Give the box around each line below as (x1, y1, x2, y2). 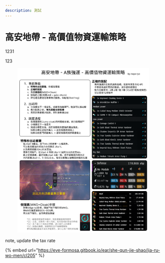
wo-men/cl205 (5, 253, 36, 259)
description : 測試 (5, 8, 42, 13)
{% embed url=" (5, 247, 39, 253)
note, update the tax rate (5, 238, 55, 244)
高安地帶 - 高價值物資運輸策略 (5, 31, 126, 43)
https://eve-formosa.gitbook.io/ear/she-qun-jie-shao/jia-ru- (38, 247, 160, 253)
